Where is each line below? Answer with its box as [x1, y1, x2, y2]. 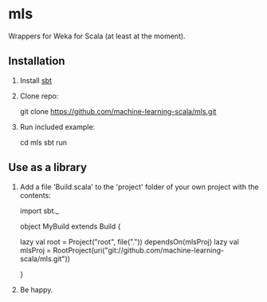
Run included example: [19, 121, 96, 132]
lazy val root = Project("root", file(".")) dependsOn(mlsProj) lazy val [19, 236, 239, 246]
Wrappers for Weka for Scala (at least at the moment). [8, 31, 186, 41]
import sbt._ [19, 205, 60, 216]
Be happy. [19, 284, 53, 294]
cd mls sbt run [19, 137, 68, 147]
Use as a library [8, 161, 88, 174]
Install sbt [19, 75, 52, 85]
